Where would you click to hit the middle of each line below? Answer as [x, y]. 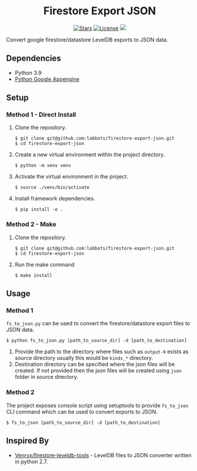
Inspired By [28, 441]
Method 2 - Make [31, 224]
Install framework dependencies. [55, 199]
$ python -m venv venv [43, 166]
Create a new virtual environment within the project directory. [90, 155]
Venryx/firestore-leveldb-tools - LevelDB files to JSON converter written [103, 455]
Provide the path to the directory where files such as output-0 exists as [101, 351]
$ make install [34, 275]
